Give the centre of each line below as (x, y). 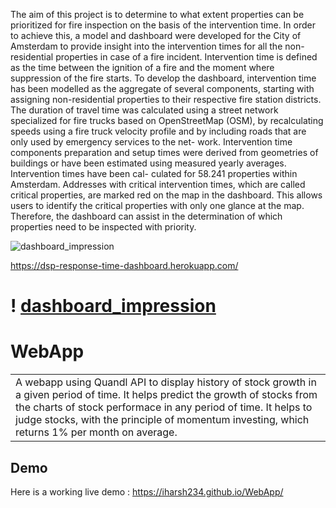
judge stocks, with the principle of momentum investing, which (162, 420)
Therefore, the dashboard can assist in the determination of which (146, 216)
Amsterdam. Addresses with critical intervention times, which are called (158, 184)
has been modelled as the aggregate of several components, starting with (162, 88)
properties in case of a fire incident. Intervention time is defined (186, 57)
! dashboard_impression (113, 306)
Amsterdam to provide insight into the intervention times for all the (146, 46)
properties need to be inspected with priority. (103, 227)
